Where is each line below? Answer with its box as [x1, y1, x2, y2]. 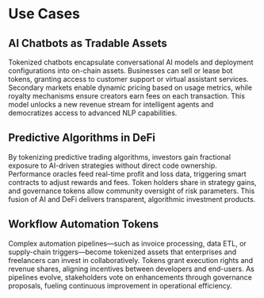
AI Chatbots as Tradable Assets [8, 37, 168, 50]
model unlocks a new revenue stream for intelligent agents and [8, 100, 214, 109]
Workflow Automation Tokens [8, 218, 159, 231]
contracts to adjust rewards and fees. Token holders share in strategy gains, [8, 177, 257, 187]
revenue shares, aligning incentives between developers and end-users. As [8, 264, 255, 273]
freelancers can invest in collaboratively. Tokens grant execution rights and [8, 255, 254, 265]
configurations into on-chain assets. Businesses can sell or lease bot [8, 66, 233, 75]
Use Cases [8, 5, 81, 23]
